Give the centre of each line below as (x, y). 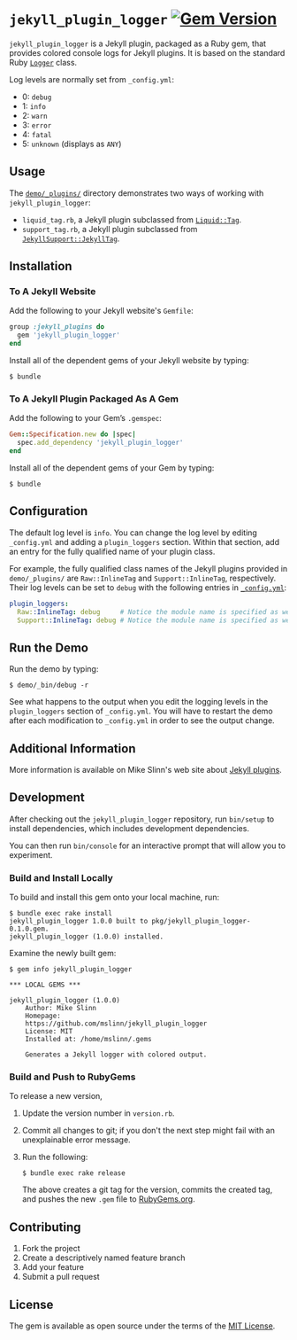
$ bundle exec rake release (73, 1173)
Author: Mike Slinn (61, 1009)
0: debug (37, 97)
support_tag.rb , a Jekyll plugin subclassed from (110, 229)
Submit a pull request (61, 1277)
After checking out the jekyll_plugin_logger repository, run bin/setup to (142, 819)
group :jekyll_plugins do (57, 327)
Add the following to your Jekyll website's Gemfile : (101, 311)
